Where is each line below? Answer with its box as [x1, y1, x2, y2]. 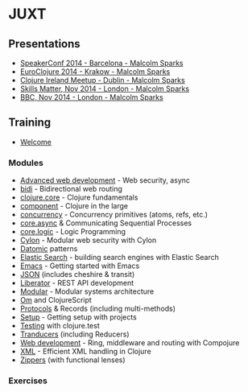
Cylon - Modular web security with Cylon [19, 235, 157, 246]
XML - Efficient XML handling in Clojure [19, 347, 151, 357]
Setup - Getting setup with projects [19, 312, 137, 322]
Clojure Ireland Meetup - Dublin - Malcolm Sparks [19, 76, 185, 85]
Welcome [19, 137, 52, 146]
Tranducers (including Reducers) [19, 329, 130, 339]
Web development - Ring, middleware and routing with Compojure [19, 338, 240, 348]
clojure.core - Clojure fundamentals [19, 192, 138, 202]
